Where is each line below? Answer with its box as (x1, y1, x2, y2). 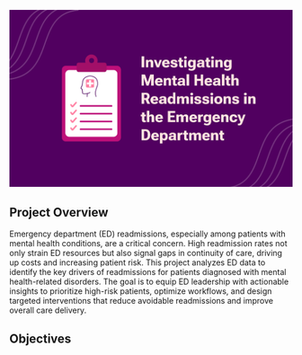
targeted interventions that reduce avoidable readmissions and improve (9, 296, 274, 306)
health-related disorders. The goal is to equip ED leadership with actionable (9, 276, 289, 288)
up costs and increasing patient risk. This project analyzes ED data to (9, 257, 266, 268)
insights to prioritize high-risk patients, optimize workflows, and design (9, 286, 272, 297)
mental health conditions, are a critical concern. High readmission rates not (9, 238, 288, 249)
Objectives (9, 331, 72, 346)
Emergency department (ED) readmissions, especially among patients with (9, 228, 286, 239)
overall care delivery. (9, 305, 87, 315)
